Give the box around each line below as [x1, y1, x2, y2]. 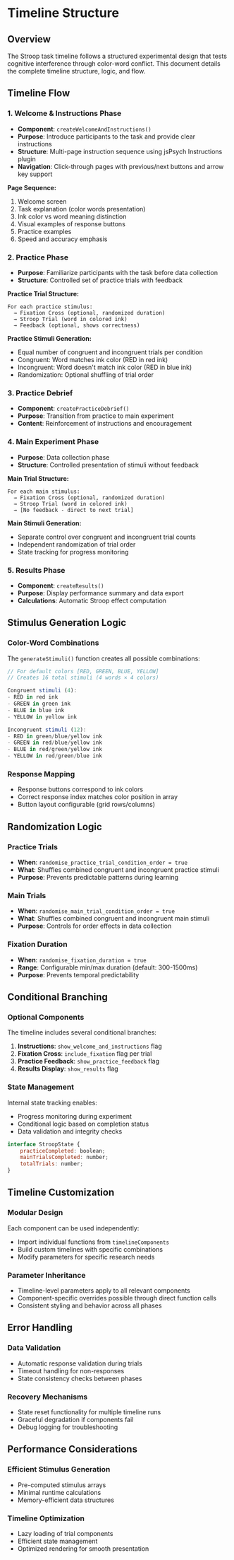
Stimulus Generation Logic [7, 617, 127, 629]
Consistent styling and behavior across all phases [17, 1301, 162, 1310]
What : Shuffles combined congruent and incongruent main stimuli [17, 914, 210, 923]
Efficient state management [17, 1537, 98, 1545]
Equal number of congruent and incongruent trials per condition [17, 348, 203, 356]
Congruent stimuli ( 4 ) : [7, 687, 78, 694]
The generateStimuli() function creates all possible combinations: [7, 654, 201, 663]
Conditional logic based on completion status [17, 1119, 149, 1128]
